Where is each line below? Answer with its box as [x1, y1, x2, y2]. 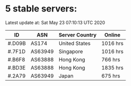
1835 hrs [101, 64, 124, 71]
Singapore [58, 48, 83, 55]
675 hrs [101, 72, 120, 79]
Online [104, 31, 120, 38]
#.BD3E [8, 64, 26, 71]
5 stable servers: [5, 3, 77, 14]
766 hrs [101, 56, 120, 63]
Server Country [58, 31, 97, 38]
